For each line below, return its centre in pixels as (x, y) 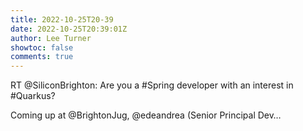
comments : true (42, 57)
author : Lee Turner (51, 38)
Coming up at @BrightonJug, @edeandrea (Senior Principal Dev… (146, 115)
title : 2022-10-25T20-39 (62, 19)
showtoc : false (42, 47)
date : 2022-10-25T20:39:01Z (69, 29)
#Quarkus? (33, 96)
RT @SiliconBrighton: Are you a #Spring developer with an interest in (152, 85)
